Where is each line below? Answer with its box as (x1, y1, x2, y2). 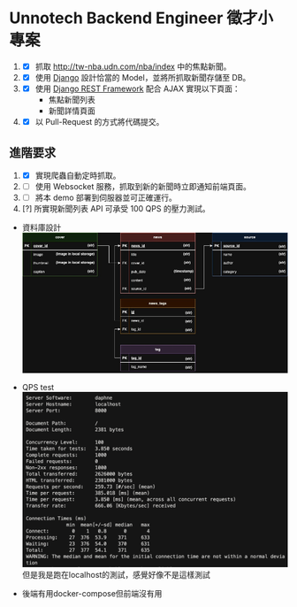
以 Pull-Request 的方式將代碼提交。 (34, 117, 164, 127)
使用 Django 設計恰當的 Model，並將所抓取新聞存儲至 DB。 (34, 73, 251, 82)
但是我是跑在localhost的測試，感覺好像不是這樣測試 (21, 569, 210, 580)
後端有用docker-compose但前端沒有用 (21, 588, 163, 598)
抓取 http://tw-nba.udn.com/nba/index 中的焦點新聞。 (34, 61, 232, 72)
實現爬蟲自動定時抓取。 (34, 170, 121, 181)
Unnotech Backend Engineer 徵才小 (9, 8, 274, 28)
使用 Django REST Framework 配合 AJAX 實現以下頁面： (34, 83, 240, 94)
